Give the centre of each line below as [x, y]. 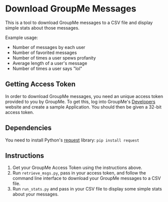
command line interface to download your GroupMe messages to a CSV [87, 178]
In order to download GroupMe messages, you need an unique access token [84, 96]
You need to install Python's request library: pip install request [72, 140]
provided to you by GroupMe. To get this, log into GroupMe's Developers [80, 101]
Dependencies [28, 128]
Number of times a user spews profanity [54, 57]
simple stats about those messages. [42, 27]
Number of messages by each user [49, 47]
